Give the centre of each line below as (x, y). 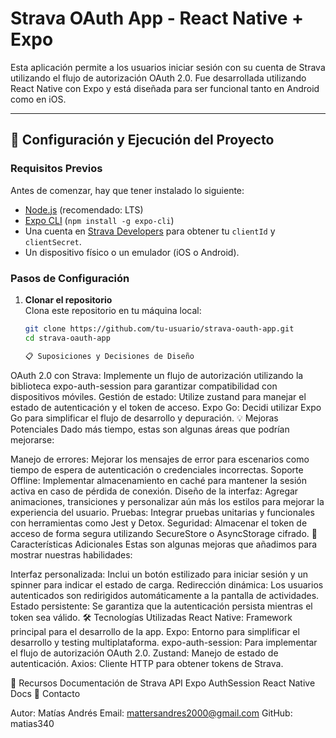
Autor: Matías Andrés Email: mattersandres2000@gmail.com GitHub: (151, 713)
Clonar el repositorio (68, 299)
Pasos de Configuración (70, 278)
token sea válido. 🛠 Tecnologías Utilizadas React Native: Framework (151, 617)
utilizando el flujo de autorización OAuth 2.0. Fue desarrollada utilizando (158, 78)
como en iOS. (38, 99)
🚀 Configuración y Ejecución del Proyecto (142, 140)
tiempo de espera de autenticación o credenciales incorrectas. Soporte (157, 469)
